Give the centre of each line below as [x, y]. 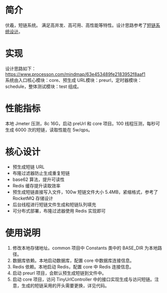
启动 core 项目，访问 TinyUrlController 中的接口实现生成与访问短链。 [83, 279]
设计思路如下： [21, 68]
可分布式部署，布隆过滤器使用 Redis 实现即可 [59, 211]
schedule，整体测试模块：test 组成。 [43, 86]
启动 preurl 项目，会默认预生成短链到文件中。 [59, 273]
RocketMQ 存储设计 [33, 198]
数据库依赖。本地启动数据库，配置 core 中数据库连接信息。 [73, 260]
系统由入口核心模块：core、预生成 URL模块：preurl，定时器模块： [73, 80]
